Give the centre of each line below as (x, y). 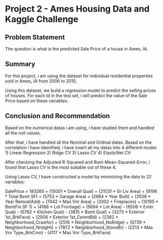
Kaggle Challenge (42, 19)
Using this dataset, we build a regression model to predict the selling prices (81, 90)
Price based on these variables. (37, 101)
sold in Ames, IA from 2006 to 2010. (41, 81)
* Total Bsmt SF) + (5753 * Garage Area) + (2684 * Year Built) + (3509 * (78, 196)
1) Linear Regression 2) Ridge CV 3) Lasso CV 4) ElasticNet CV (68, 153)
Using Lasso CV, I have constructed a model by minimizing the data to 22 (78, 176)
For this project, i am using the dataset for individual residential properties (79, 76)
